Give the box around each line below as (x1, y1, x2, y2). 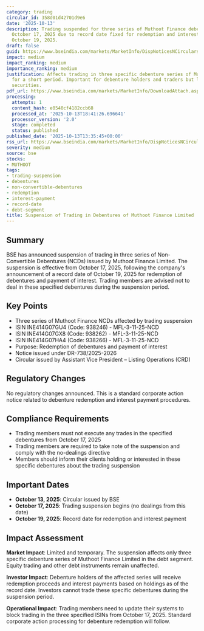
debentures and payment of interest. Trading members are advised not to (6, 277, 190, 284)
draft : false (6, 43, 39, 49)
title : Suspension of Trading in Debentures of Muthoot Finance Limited (6, 212, 194, 219)
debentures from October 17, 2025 (15, 436, 101, 444)
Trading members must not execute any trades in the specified (15, 430, 172, 437)
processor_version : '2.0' (12, 116, 78, 122)
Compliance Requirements (6, 413, 109, 424)
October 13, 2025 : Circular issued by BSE (15, 496, 120, 503)
